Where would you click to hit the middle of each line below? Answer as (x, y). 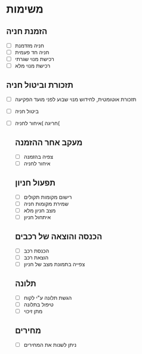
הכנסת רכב (36, 251)
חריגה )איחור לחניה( (37, 123)
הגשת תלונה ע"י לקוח (48, 298)
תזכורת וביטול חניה (40, 85)
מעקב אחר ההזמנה (49, 142)
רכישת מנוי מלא (33, 66)
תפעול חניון (35, 182)
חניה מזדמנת (30, 45)
